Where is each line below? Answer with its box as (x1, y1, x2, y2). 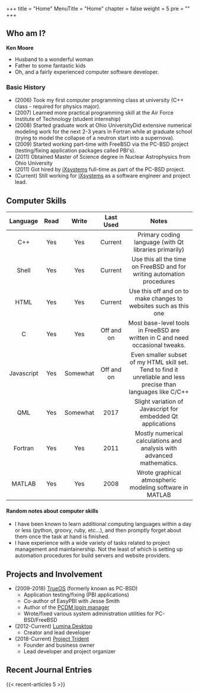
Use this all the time (131, 255, 187, 263)
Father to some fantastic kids (14, 62, 86, 69)
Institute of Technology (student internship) (14, 116, 121, 123)
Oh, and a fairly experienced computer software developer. (14, 68, 159, 75)
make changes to (135, 294, 183, 302)
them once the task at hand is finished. (14, 533, 110, 540)
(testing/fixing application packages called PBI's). (14, 147, 136, 154)
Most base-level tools (128, 318, 190, 327)
